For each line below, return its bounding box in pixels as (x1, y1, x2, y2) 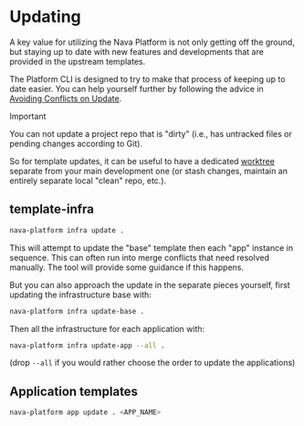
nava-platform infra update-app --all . (9, 340, 166, 350)
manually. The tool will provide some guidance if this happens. (9, 262, 245, 273)
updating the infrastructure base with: (9, 289, 152, 300)
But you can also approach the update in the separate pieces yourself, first (9, 279, 290, 290)
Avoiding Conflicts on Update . (9, 93, 122, 104)
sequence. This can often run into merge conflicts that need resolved (9, 252, 269, 263)
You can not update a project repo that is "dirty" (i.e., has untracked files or (9, 128, 292, 139)
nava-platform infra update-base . (9, 307, 145, 316)
